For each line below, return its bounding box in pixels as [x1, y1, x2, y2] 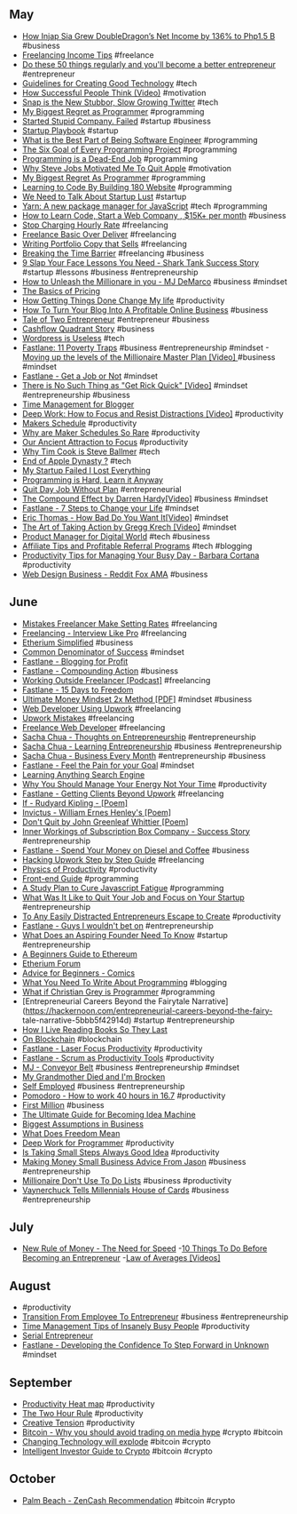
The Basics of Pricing [21, 285, 100, 296]
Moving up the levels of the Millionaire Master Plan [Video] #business [21, 351, 277, 363]
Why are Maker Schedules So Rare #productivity [21, 426, 200, 438]
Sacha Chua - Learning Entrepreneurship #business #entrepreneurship [21, 741, 282, 752]
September [9, 1375, 73, 1390]
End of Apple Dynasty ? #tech [21, 455, 131, 466]
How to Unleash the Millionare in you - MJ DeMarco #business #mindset [21, 275, 288, 287]
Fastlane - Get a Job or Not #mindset [21, 371, 158, 381]
